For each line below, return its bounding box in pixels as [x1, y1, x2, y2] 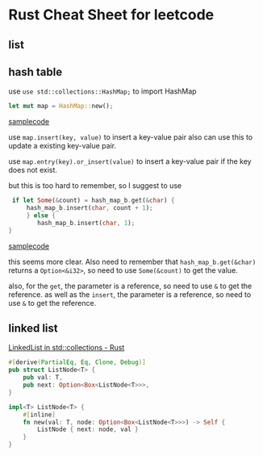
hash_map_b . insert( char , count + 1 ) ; [26, 204, 153, 212]
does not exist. [8, 165, 58, 175]
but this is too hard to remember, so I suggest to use [8, 181, 182, 190]
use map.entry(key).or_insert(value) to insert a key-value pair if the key [8, 157, 252, 166]
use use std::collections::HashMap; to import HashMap [8, 86, 197, 96]
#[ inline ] [23, 410, 56, 419]
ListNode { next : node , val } [37, 425, 139, 433]
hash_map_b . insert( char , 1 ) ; [37, 219, 136, 227]
